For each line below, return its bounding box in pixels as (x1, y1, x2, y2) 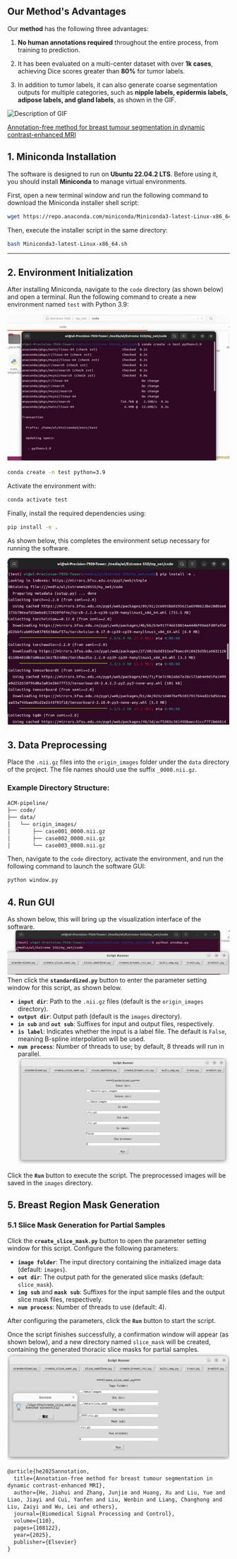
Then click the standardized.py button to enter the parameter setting (7, 976, 207, 984)
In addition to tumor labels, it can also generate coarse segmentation (17, 81, 218, 89)
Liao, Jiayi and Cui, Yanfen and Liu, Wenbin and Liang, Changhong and (7, 1496, 222, 1503)
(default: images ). (17, 1265, 67, 1273)
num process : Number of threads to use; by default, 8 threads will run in (17, 1042, 224, 1051)
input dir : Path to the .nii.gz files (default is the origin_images (17, 997, 204, 1006)
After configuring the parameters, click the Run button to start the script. (7, 1316, 217, 1324)
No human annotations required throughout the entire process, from (17, 38, 219, 47)
